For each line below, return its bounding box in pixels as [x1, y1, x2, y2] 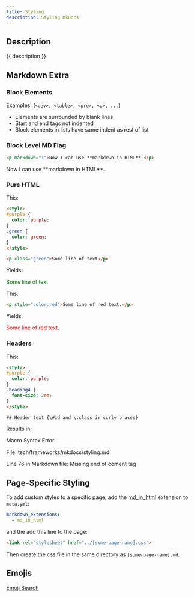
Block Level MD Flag [6, 141, 67, 149]
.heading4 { [6, 387, 36, 393]
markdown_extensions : [6, 512, 61, 518]
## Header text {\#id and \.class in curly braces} [6, 414, 138, 421]
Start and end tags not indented [14, 120, 94, 127]
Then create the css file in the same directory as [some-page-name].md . [6, 551, 180, 558]
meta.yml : [6, 500, 30, 507]
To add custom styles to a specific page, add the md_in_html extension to [6, 494, 189, 501]
